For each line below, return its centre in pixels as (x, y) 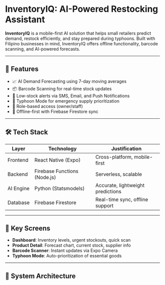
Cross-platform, (114, 157)
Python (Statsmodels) (59, 188)
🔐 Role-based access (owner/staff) (48, 106)
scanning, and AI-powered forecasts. (43, 49)
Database (19, 202)
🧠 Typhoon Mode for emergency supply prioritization (66, 101)
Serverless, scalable (119, 174)
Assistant (25, 19)
